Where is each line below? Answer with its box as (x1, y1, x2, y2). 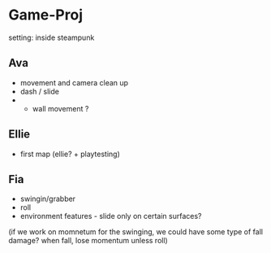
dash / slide (19, 86, 59, 96)
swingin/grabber (19, 194, 75, 204)
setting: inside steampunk (8, 33, 95, 42)
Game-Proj (8, 6, 84, 24)
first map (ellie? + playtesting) (19, 149, 120, 159)
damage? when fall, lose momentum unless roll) (8, 236, 168, 246)
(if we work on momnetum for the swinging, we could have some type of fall (8, 227, 264, 237)
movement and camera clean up (19, 77, 128, 87)
